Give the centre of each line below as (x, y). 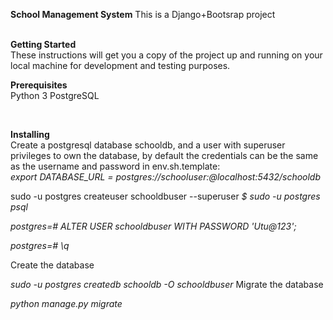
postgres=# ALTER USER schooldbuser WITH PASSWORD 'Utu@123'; (153, 226)
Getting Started (43, 44)
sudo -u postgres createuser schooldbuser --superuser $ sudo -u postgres (165, 196)
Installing (30, 134)
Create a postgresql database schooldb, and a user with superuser (148, 145)
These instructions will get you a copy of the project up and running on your (166, 55)
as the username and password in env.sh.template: (115, 166)
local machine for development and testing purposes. (120, 65)
